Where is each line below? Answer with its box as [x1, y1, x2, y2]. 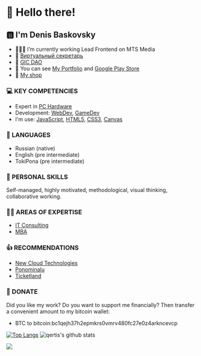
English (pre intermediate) [14, 151, 80, 158]
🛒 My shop [14, 71, 42, 78]
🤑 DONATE [6, 288, 38, 296]
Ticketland [14, 272, 42, 280]
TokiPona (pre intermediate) [14, 157, 85, 165]
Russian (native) [14, 145, 56, 152]
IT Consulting [14, 222, 49, 229]
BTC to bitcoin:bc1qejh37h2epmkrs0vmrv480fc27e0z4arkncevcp [14, 319, 178, 326]
